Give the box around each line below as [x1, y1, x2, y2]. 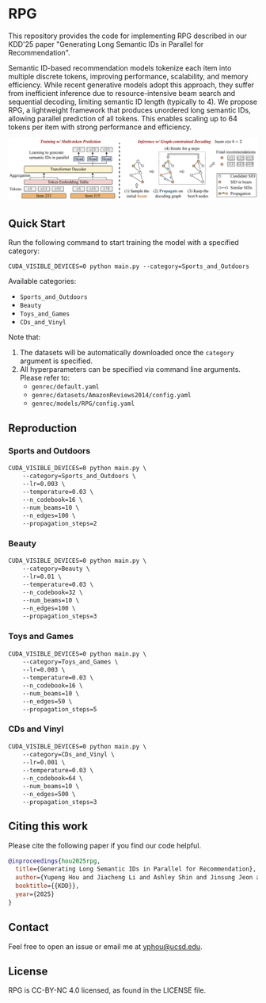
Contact [8, 921, 49, 934]
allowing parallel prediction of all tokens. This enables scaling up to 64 [8, 113, 237, 123]
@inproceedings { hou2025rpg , [8, 857, 101, 865]
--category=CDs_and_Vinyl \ [22, 750, 115, 758]
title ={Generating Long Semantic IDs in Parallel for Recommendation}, [15, 865, 257, 873]
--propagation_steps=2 [22, 519, 97, 527]
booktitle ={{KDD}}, [15, 882, 80, 890]
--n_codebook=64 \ [22, 774, 83, 782]
